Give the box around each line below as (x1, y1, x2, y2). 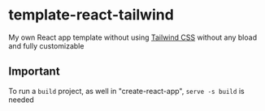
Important (8, 65, 60, 79)
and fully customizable (8, 41, 85, 50)
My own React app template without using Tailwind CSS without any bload (8, 32, 258, 42)
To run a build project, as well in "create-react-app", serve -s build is (8, 86, 245, 96)
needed (8, 95, 34, 105)
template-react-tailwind (8, 6, 175, 24)
